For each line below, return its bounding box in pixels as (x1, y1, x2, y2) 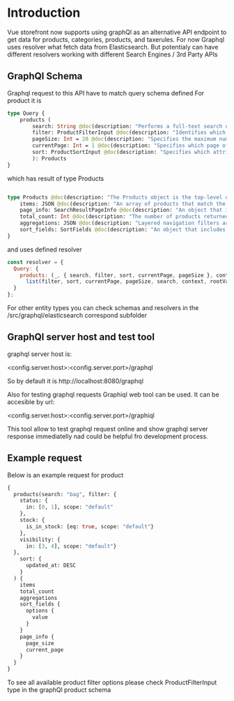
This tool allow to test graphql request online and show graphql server (7, 424, 208, 433)
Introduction (7, 5, 81, 21)
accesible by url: (7, 397, 55, 406)
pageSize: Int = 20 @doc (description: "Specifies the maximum (32, 136, 217, 143)
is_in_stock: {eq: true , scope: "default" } (25, 523, 155, 530)
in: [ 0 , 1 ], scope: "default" (25, 504, 114, 511)
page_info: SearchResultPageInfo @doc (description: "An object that (19, 207, 223, 214)
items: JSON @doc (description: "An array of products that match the (19, 200, 226, 207)
